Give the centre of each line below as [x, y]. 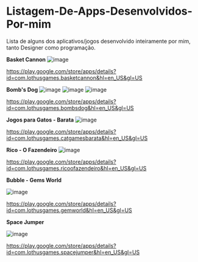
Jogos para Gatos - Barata [40, 120]
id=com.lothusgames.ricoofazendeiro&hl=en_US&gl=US [76, 168]
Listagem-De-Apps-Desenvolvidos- [100, 11]
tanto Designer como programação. [51, 48]
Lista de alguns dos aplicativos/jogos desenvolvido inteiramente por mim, [98, 41]
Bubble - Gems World [34, 180]
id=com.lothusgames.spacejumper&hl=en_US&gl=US [73, 252]
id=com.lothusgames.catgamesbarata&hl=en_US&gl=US [77, 138]
